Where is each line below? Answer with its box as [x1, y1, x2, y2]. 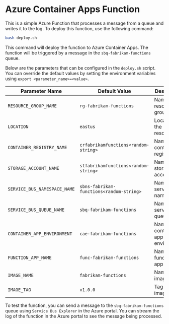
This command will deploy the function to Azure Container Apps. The [5, 44, 148, 50]
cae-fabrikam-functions [79, 231, 137, 236]
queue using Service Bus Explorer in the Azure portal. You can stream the [5, 307, 159, 313]
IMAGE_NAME [8, 272, 34, 278]
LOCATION [8, 123, 29, 129]
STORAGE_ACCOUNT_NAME [8, 165, 59, 171]
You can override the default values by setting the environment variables [5, 70, 156, 76]
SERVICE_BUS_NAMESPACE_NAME [8, 186, 75, 192]
